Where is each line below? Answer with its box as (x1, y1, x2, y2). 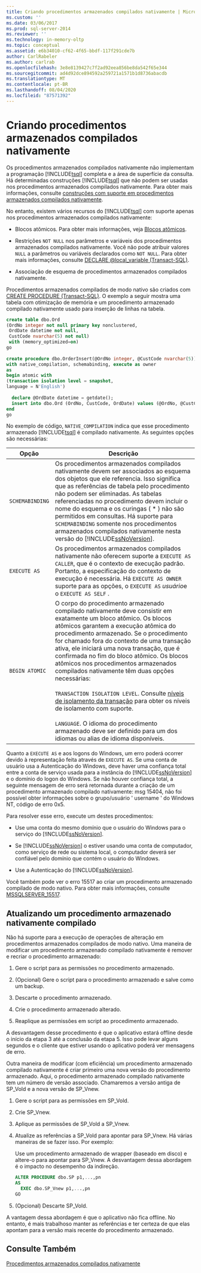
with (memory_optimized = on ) (8, 339, 79, 345)
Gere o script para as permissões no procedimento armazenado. (14, 965, 175, 972)
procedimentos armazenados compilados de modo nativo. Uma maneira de (6, 940, 192, 947)
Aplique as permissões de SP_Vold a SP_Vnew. (14, 1120, 130, 1128)
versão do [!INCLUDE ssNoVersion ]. (54, 535, 154, 543)
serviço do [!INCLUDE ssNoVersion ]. (14, 830, 103, 838)
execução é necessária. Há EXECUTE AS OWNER (54, 574, 182, 583)
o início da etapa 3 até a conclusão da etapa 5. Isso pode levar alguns (6, 1036, 178, 1043)
